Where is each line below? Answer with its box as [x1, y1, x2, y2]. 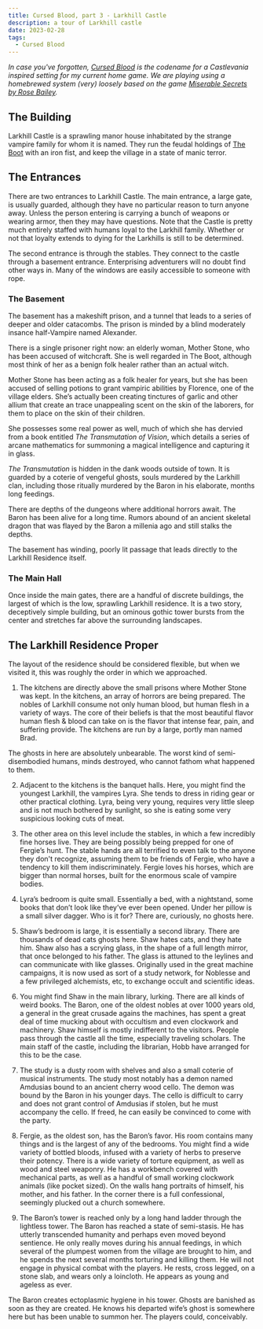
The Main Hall [8, 572, 62, 583]
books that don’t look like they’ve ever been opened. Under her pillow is [19, 903, 253, 913]
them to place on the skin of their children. [8, 408, 145, 418]
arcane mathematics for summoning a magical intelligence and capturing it [8, 441, 250, 450]
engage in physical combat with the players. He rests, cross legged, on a [19, 1264, 255, 1273]
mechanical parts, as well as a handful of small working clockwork [19, 1173, 235, 1183]
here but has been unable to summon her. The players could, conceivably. [8, 1312, 248, 1322]
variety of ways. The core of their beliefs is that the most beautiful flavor [19, 708, 254, 718]
